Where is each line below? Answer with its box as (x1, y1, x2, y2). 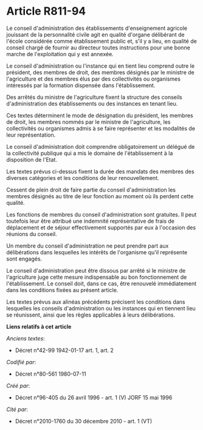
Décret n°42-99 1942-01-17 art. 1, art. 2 (15, 346, 114, 354)
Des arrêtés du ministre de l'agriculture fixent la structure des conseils (6, 93, 182, 101)
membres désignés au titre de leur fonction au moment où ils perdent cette (6, 192, 194, 199)
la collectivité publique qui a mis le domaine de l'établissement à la (6, 149, 173, 157)
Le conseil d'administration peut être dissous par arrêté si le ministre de (6, 267, 186, 274)
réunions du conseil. (6, 230, 57, 237)
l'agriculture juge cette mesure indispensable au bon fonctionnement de (6, 273, 187, 281)
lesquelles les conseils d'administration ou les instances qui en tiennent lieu (6, 304, 196, 312)
